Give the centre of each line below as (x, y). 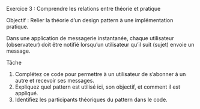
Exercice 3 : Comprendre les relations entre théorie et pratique (83, 9)
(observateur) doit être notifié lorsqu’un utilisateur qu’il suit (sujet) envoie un (100, 45)
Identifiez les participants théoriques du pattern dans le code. (91, 99)
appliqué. (26, 93)
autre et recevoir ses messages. (55, 81)
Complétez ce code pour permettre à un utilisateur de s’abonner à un (100, 74)
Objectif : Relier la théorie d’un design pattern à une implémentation (90, 20)
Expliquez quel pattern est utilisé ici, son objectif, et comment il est (98, 87)
